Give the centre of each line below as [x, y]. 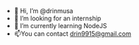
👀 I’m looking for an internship [58, 18]
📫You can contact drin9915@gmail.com [73, 34]
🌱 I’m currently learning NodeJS [60, 26]
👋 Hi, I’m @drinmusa [43, 11]
